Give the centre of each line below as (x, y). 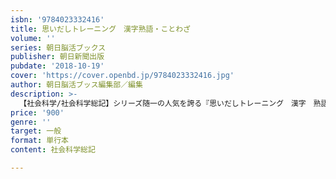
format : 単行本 (39, 141)
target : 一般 (36, 131)
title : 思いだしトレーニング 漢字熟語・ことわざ (100, 29)
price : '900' (37, 112)
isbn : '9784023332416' (57, 19)
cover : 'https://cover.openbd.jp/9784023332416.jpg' (122, 76)
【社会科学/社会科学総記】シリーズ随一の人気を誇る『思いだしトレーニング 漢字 (163, 103)
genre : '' (31, 122)
